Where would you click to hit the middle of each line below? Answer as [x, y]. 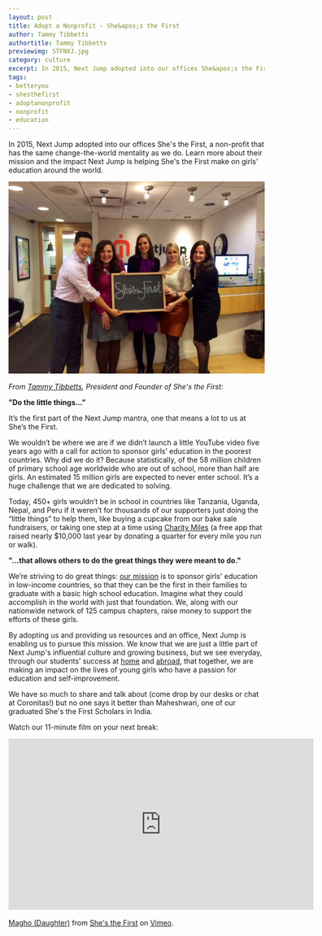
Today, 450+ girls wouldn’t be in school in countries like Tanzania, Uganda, [134, 502]
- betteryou [28, 85]
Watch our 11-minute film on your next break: [83, 727]
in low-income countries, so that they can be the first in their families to [128, 585]
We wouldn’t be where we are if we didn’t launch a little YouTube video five [134, 442]
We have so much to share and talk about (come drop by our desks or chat [134, 694]
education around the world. [56, 170]
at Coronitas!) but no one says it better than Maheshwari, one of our [122, 703]
